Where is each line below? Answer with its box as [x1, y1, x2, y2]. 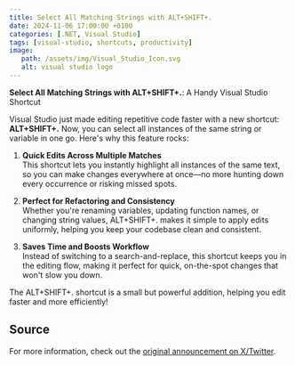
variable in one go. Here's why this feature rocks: [9, 133, 189, 143]
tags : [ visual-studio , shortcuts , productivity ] [9, 37, 193, 47]
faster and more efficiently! [9, 296, 108, 307]
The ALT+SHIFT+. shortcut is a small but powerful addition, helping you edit [9, 287, 286, 297]
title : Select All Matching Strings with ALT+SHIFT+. [9, 12, 213, 22]
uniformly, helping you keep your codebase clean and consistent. [21, 223, 262, 234]
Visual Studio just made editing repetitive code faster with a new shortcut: [9, 113, 280, 125]
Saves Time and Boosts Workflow [21, 241, 149, 252]
